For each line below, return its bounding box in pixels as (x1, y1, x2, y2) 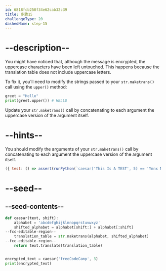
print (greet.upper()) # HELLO (5, 98, 68, 103)
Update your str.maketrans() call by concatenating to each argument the (5, 107, 155, 113)
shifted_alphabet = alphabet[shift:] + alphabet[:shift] (14, 225, 134, 230)
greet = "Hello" (5, 93, 39, 99)
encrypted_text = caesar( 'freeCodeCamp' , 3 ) (5, 256, 98, 261)
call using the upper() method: (5, 84, 67, 90)
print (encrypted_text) (5, 261, 52, 266)
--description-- (5, 43, 70, 53)
